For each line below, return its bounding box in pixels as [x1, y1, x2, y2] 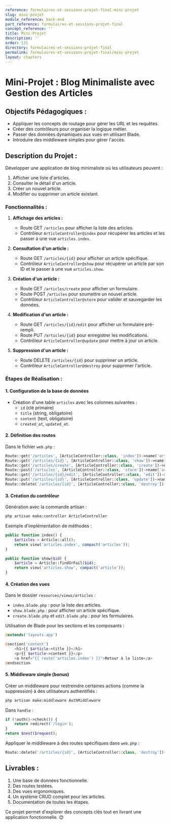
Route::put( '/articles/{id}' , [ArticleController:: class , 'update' [5, 477, 151, 482]
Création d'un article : [12, 276, 60, 282]
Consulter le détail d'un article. [12, 180, 77, 186]
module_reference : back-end [5, 17, 65, 22]
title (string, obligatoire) [20, 410, 73, 416]
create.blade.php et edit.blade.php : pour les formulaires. [12, 613, 134, 619]
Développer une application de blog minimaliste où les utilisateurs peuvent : [5, 165, 163, 171]
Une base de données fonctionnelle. [12, 777, 89, 783]
